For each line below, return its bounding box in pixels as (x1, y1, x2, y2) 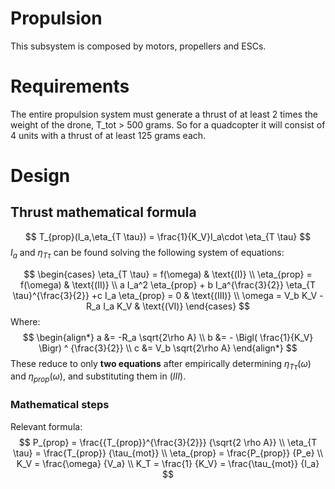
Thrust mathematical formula (10, 204, 197, 221)
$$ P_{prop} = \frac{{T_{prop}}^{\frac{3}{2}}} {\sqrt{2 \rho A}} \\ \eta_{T (18, 436, 318, 448)
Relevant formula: (10, 420, 83, 432)
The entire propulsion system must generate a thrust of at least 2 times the (10, 108, 319, 120)
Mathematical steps (10, 398, 110, 412)
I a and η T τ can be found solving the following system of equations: (10, 246, 285, 261)
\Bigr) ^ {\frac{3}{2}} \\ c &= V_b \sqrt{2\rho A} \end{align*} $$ (38, 342, 298, 354)
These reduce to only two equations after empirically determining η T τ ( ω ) (10, 357, 312, 372)
